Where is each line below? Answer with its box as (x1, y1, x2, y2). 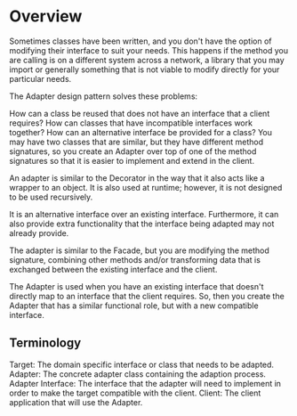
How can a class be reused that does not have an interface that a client (9, 108, 270, 118)
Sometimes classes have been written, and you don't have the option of (9, 36, 272, 46)
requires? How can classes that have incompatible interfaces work (9, 118, 253, 128)
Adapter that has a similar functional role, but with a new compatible (9, 300, 260, 311)
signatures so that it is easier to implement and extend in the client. (9, 155, 255, 166)
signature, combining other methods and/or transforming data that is (9, 254, 261, 265)
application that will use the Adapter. (9, 396, 143, 407)
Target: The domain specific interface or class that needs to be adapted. (9, 359, 274, 370)
